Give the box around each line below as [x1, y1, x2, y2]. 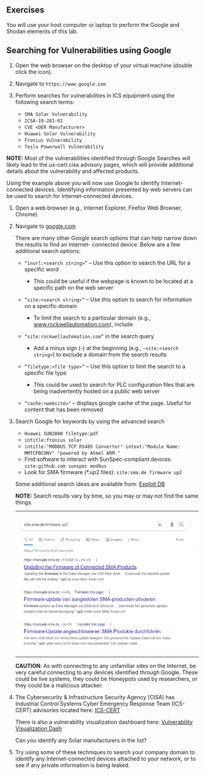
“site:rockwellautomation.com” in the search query [24, 332, 154, 340]
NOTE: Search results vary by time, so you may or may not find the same [15, 492, 199, 499]
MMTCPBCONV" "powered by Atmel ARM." [24, 450, 121, 456]
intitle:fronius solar [24, 437, 82, 443]
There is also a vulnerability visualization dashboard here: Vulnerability [15, 718, 193, 725]
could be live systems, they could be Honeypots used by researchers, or [15, 675, 198, 682]
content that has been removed [24, 406, 104, 413]
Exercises [6, 5, 45, 15]
